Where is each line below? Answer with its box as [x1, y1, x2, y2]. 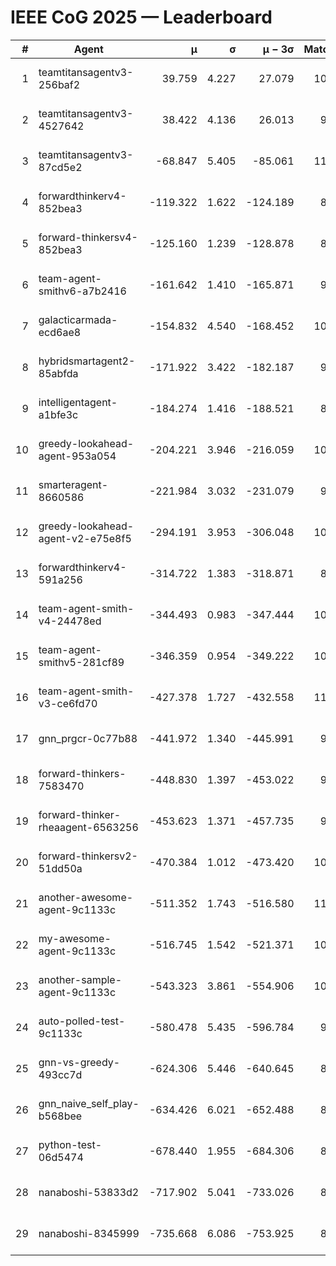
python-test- [38, 1137, 103, 1151]
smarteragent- [38, 477, 109, 491]
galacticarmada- [38, 312, 118, 326]
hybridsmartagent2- [38, 354, 136, 368]
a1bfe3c [38, 407, 79, 421]
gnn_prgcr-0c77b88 [38, 731, 138, 745]
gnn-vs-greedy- [38, 1055, 121, 1069]
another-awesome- [38, 890, 134, 904]
